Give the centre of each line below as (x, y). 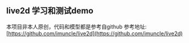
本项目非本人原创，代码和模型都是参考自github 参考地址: (76, 27)
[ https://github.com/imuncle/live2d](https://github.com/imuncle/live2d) (94, 33)
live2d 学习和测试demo (50, 11)
